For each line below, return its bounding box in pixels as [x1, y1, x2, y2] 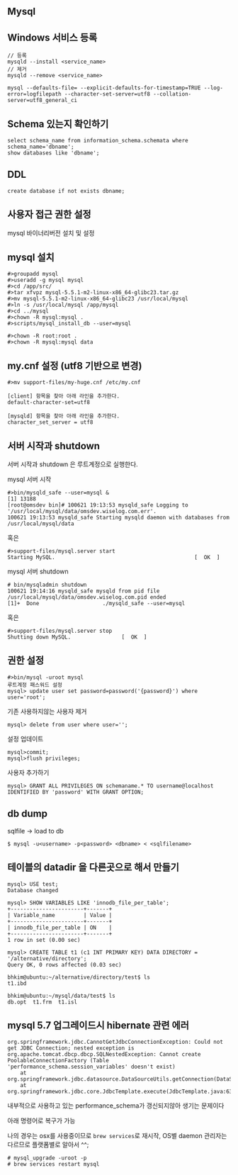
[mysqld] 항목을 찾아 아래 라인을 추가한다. [7, 412, 120, 420]
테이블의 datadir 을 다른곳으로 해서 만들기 [7, 861, 179, 874]
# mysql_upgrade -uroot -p [7, 1154, 87, 1162]
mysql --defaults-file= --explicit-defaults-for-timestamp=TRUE [7, 84, 201, 91]
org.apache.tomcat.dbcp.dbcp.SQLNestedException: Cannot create [7, 1051, 201, 1058]
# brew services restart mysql [7, 1161, 100, 1168]
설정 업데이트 [7, 734, 44, 743]
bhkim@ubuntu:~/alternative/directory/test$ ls [7, 974, 151, 981]
